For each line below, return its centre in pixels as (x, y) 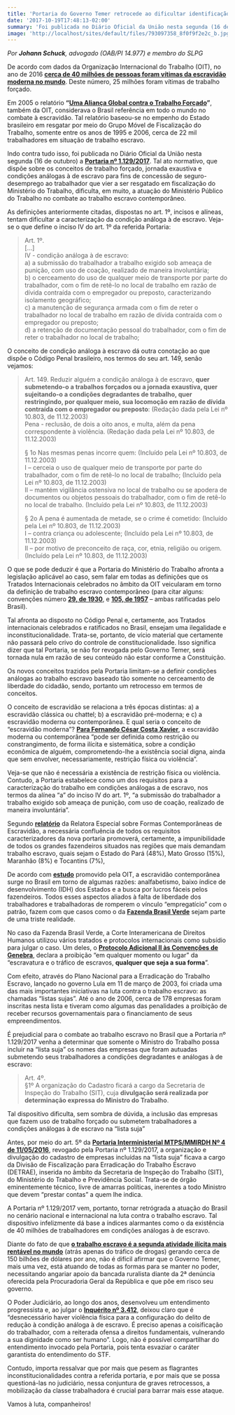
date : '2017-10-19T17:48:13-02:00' (59, 20)
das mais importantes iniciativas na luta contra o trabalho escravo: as (107, 991)
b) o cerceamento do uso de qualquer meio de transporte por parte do (126, 278)
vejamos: (20, 366)
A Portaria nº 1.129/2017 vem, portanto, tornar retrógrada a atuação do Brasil (117, 1208)
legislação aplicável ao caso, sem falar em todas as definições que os (108, 577)
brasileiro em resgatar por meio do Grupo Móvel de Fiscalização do (104, 125)
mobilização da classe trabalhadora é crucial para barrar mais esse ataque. (116, 1390)
